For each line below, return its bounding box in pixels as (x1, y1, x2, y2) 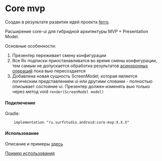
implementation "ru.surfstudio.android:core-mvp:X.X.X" (14, 120, 130, 125)
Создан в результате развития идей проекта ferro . (5, 19, 110, 25)
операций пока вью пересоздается (12, 68, 86, 73)
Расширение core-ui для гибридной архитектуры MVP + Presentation (5, 28, 148, 34)
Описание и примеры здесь (5, 141, 63, 147)
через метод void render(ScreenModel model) (12, 89, 104, 94)
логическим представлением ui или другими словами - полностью (12, 78, 153, 84)
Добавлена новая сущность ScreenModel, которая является (12, 73, 138, 79)
